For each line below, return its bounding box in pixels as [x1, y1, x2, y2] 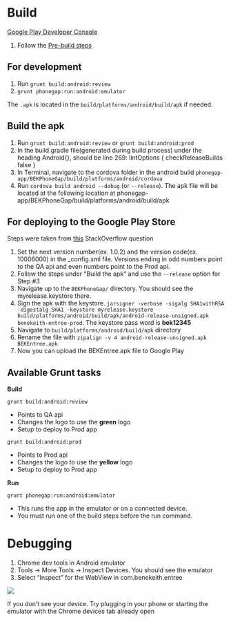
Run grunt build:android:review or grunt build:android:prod [17, 138, 194, 147]
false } [17, 160, 36, 169]
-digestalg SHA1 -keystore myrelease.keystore [17, 306, 154, 314]
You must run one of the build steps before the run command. [17, 511, 193, 520]
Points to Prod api [17, 451, 68, 459]
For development [7, 61, 82, 73]
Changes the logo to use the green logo [17, 418, 131, 426]
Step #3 [17, 277, 40, 285]
